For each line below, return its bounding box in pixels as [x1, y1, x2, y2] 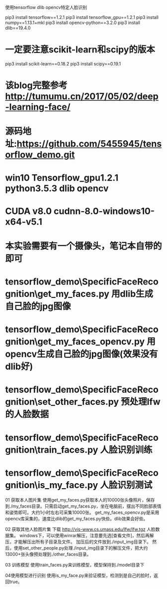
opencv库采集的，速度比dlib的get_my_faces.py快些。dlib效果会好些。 [5, 516, 148, 522]
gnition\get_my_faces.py [5, 289, 109, 299]
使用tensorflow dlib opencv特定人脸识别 [5, 4, 87, 10]
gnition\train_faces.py [5, 444, 98, 455]
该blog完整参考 [5, 80, 68, 91]
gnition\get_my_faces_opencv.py [5, 336, 145, 347]
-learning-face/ [5, 101, 71, 113]
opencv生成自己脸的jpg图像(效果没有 [5, 348, 158, 360]
